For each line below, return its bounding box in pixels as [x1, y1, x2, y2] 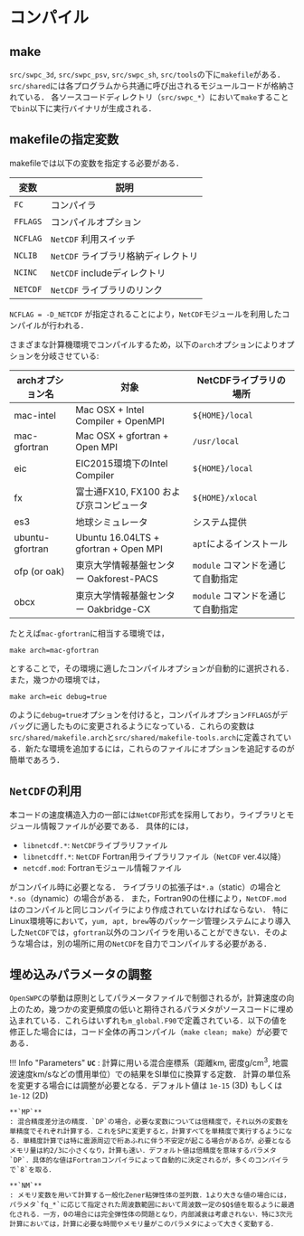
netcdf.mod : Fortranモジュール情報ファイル [22, 862, 182, 873]
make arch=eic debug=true [9, 692, 107, 701]
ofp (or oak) [14, 565, 65, 578]
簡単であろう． [9, 754, 65, 765]
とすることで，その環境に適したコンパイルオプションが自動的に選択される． [9, 663, 294, 674]
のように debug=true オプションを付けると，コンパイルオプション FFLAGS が [9, 709, 280, 720]
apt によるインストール [193, 537, 288, 550]
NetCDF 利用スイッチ [51, 232, 136, 245]
